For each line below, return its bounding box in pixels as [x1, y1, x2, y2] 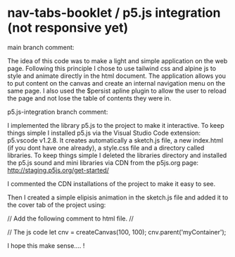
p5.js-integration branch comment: [7, 107, 108, 116]
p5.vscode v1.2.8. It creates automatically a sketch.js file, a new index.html [7, 136, 224, 145]
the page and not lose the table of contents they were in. [7, 93, 172, 103]
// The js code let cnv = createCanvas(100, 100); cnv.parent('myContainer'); [7, 228, 227, 236]
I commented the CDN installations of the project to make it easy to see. [7, 179, 216, 187]
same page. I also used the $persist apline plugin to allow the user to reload [7, 86, 227, 95]
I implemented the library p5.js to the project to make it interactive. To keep [7, 121, 225, 129]
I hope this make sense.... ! [7, 241, 85, 250]
